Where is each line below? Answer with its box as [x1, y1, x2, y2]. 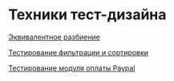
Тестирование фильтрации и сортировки [8, 47, 149, 57]
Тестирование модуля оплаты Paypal [8, 63, 136, 73]
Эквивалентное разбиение [8, 32, 100, 42]
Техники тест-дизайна [8, 6, 167, 24]
